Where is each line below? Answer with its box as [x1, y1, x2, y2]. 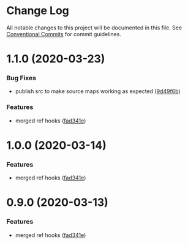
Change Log [6, 4, 69, 18]
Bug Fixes [6, 74, 37, 83]
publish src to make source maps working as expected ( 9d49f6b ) [15, 88, 181, 95]
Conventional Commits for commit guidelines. [6, 30, 121, 37]
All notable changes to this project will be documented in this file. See [6, 24, 182, 31]
